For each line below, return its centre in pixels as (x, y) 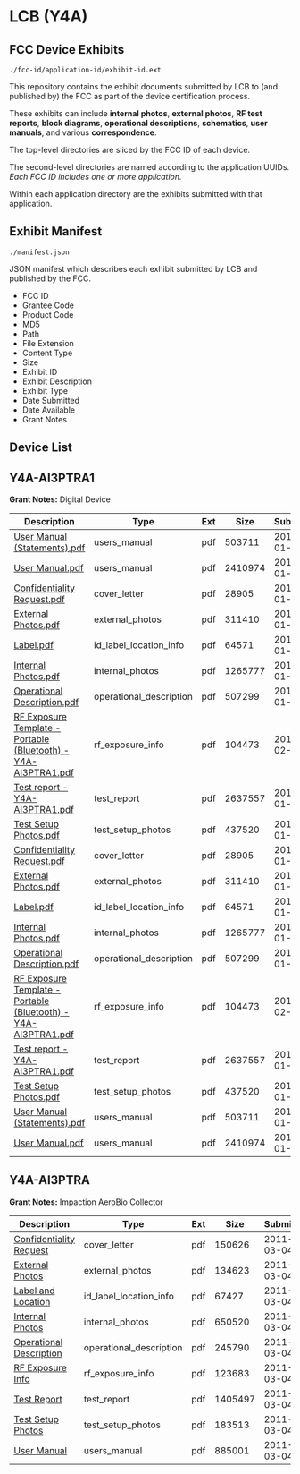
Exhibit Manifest (56, 231)
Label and (34, 1291)
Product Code (48, 314)
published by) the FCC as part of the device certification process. (130, 96)
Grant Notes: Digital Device (60, 499)
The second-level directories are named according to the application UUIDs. (150, 167)
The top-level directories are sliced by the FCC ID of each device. (130, 150)
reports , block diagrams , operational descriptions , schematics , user (138, 123)
